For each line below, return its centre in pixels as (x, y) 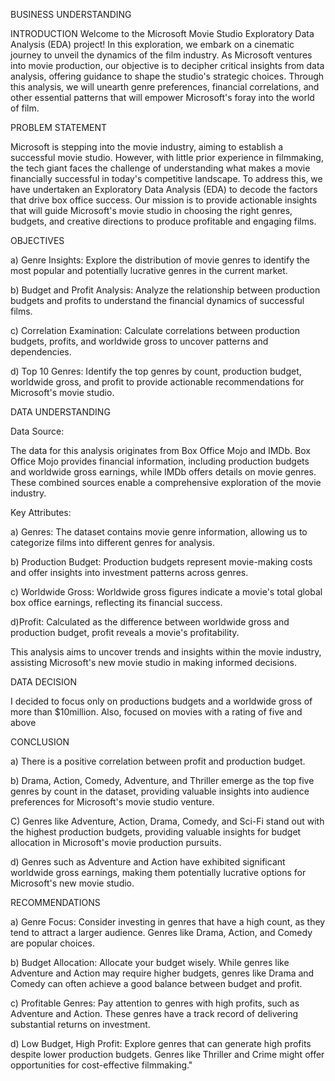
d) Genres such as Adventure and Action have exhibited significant (148, 862)
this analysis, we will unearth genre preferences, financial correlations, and (165, 87)
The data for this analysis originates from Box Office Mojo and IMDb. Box (160, 450)
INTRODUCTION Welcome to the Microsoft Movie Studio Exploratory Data (162, 33)
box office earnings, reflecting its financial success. (116, 602)
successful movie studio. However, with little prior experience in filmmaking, (167, 157)
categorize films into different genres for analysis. (112, 542)
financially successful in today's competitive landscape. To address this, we (166, 178)
